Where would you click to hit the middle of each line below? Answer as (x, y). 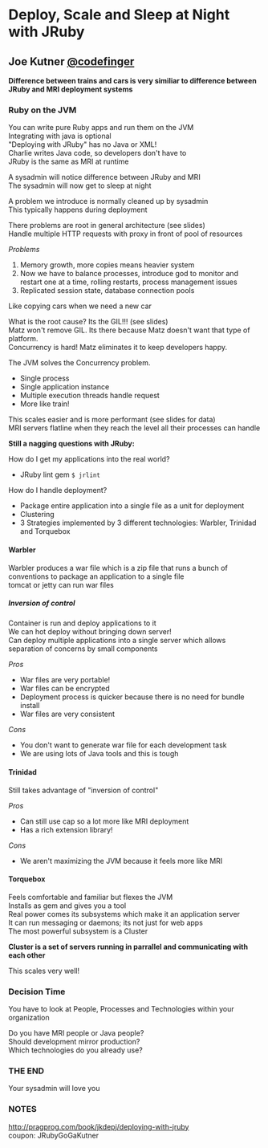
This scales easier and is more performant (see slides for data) (112, 420)
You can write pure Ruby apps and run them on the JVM (101, 128)
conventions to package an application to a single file (96, 576)
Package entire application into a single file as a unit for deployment (132, 506)
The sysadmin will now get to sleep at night (80, 185)
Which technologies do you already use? (75, 1050)
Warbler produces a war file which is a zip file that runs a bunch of (118, 568)
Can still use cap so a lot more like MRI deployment (104, 821)
